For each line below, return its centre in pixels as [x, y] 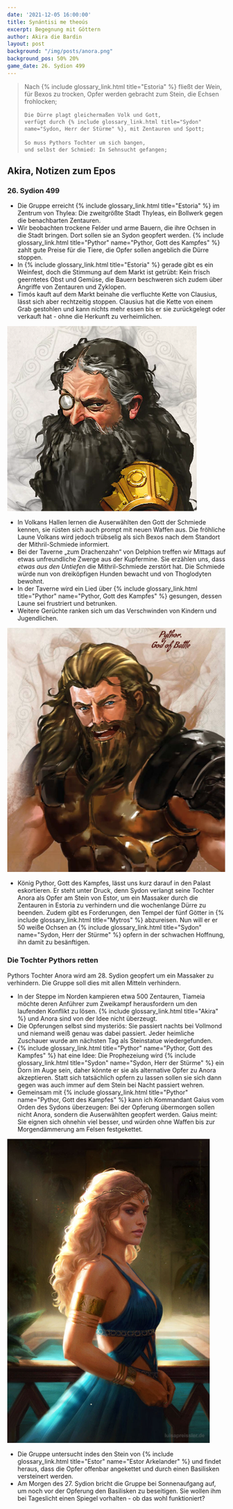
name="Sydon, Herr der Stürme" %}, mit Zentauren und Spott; [114, 129]
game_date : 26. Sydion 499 [46, 66]
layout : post [26, 44]
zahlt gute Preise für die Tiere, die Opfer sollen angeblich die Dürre [113, 250]
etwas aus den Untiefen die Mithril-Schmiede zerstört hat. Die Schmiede [121, 567]
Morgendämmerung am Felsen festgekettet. [80, 1129]
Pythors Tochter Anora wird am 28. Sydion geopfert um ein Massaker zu [110, 975]
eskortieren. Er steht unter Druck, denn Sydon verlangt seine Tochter [115, 891]
